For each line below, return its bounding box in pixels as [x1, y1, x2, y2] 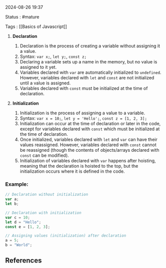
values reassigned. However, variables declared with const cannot [19, 142, 156, 148]
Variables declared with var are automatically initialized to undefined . [19, 69, 161, 75]
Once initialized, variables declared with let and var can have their [19, 137, 157, 142]
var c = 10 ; [5, 215, 30, 220]
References [5, 257, 42, 265]
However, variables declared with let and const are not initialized [19, 75, 154, 80]
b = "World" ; [5, 243, 32, 248]
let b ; [5, 202, 19, 207]
